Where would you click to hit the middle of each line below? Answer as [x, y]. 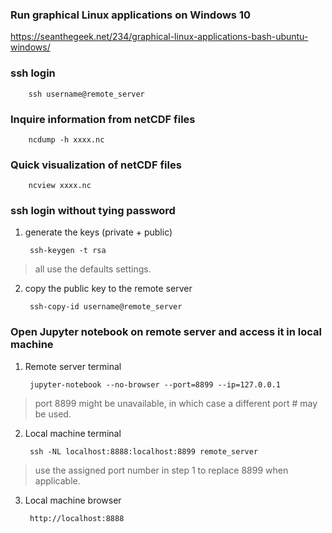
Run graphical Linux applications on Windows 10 [130, 15]
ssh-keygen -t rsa [68, 251]
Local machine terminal [73, 433]
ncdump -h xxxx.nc [66, 139]
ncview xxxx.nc [60, 186]
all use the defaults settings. [93, 269]
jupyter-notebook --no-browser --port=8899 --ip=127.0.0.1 [155, 384]
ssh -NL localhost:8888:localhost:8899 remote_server [144, 451]
